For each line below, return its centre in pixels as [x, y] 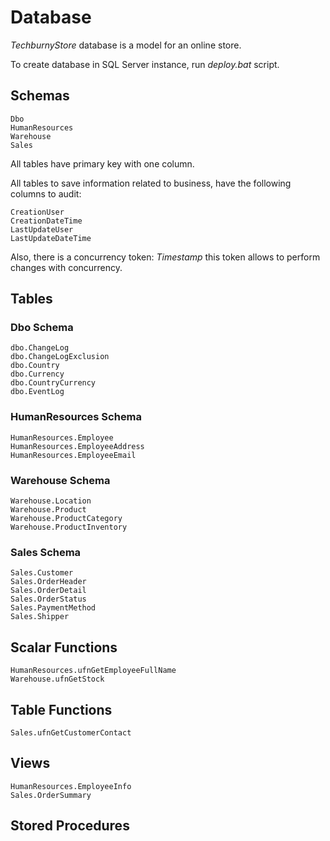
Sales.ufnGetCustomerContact [71, 732]
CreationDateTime [46, 221]
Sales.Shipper [40, 617]
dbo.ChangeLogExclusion [60, 357]
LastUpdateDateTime [51, 238]
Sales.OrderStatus [48, 599]
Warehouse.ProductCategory [66, 519]
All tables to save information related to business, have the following [151, 183]
